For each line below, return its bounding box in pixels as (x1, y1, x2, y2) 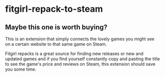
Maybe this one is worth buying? (5, 23, 107, 31)
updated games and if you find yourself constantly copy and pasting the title (5, 56, 160, 62)
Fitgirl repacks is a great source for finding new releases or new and (5, 51, 144, 56)
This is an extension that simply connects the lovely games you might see (5, 36, 155, 42)
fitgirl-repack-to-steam (5, 3, 103, 15)
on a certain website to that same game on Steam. (5, 41, 107, 47)
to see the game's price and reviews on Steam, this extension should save (5, 61, 156, 67)
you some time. (5, 66, 36, 72)
